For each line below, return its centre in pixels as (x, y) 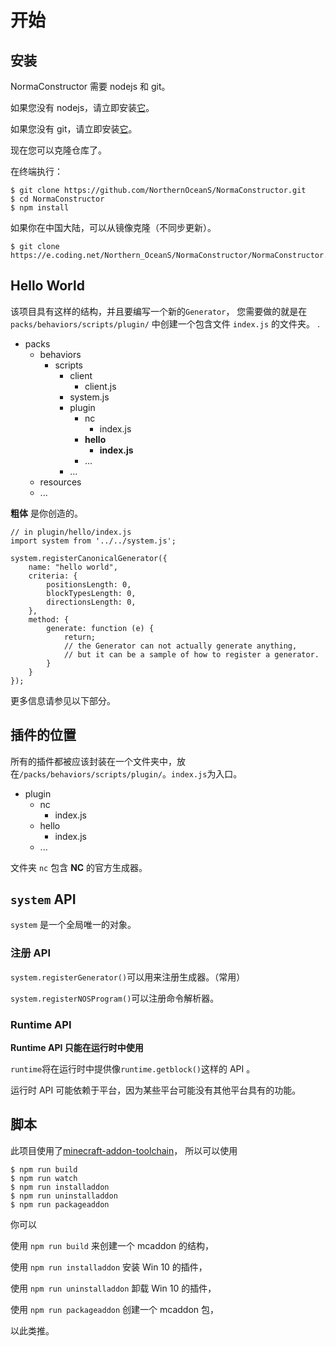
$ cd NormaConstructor (57, 199)
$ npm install (40, 208)
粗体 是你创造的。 (46, 513)
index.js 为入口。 (207, 773)
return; (80, 637)
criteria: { (53, 576)
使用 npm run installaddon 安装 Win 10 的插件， (109, 1267)
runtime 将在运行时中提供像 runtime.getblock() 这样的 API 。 (133, 1069)
